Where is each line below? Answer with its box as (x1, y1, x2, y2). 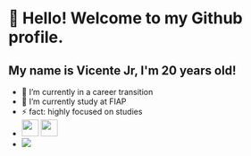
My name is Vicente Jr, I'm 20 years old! (8, 63, 237, 78)
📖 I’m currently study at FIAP (21, 96, 127, 107)
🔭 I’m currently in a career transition (21, 87, 154, 97)
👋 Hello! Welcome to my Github (8, 8, 243, 29)
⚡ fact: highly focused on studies (21, 107, 143, 117)
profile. (8, 27, 64, 48)
